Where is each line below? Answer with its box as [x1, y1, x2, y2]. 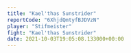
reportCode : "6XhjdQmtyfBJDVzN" [7, 17, 99, 23]
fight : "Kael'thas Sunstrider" [7, 29, 97, 36]
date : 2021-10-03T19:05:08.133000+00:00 [7, 36, 125, 43]
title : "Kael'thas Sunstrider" [7, 10, 97, 17]
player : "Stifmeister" [7, 23, 72, 30]
